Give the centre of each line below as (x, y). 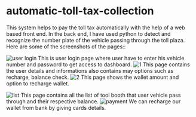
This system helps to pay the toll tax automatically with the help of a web (96, 27)
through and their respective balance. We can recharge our (94, 101)
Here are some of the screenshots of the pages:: (66, 47)
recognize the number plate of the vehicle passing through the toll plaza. (96, 40)
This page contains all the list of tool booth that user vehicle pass (101, 95)
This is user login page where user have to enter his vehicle (111, 58)
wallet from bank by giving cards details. (56, 107)
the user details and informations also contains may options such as (90, 70)
